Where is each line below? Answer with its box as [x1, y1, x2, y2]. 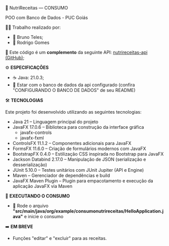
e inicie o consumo [24, 214, 64, 219]
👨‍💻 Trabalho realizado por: [5, 24, 61, 30]
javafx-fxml [20, 135, 44, 141]
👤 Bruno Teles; [12, 34, 44, 40]
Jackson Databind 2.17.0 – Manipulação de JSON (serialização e [12, 157, 146, 162]
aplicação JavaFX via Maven [12, 183, 72, 189]
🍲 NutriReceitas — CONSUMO [5, 5, 68, 11]
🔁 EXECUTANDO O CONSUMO [5, 193, 70, 199]
